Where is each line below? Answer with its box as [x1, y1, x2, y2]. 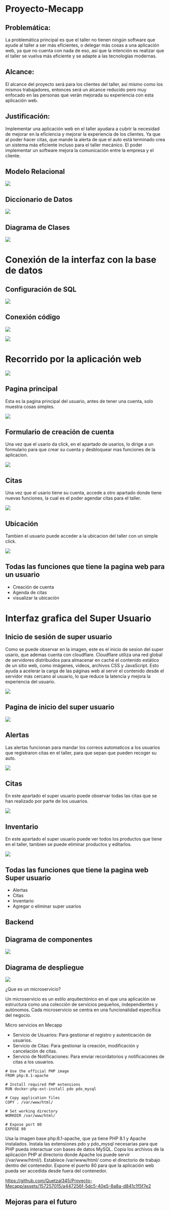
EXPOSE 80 [5, 1126, 26, 1131]
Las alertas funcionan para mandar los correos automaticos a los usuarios [5, 744, 160, 750]
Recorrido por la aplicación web [5, 354, 142, 365]
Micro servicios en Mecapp [5, 1022, 62, 1028]
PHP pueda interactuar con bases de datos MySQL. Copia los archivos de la [5, 1146, 164, 1152]
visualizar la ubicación [12, 595, 59, 601]
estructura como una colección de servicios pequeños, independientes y [5, 1001, 158, 1007]
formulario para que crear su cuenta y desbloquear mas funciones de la [5, 447, 156, 453]
